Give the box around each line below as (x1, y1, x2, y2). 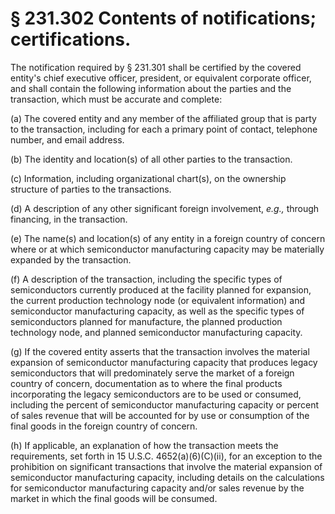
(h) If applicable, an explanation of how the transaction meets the (10, 439, 279, 451)
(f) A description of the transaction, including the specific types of (10, 273, 283, 285)
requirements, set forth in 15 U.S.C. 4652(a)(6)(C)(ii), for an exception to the (10, 450, 323, 462)
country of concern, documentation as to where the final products (10, 377, 283, 389)
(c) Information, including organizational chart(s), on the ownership (10, 172, 287, 184)
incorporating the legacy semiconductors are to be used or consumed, (10, 388, 302, 400)
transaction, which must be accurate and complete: (10, 93, 223, 105)
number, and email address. (10, 133, 125, 146)
